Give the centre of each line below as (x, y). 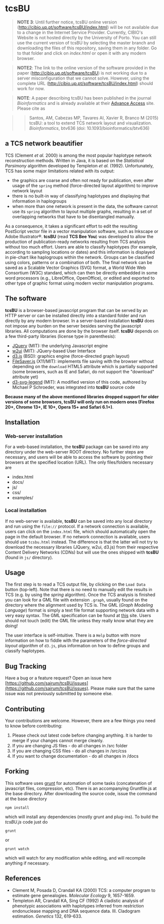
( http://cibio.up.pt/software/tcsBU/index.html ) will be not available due (88, 27)
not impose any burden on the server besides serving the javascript (73, 326)
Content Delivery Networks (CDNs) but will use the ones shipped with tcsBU (82, 552)
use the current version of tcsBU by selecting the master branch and (86, 42)
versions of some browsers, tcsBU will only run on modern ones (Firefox (80, 402)
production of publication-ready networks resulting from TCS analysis (75, 242)
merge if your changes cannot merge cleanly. (58, 740)
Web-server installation (34, 436)
